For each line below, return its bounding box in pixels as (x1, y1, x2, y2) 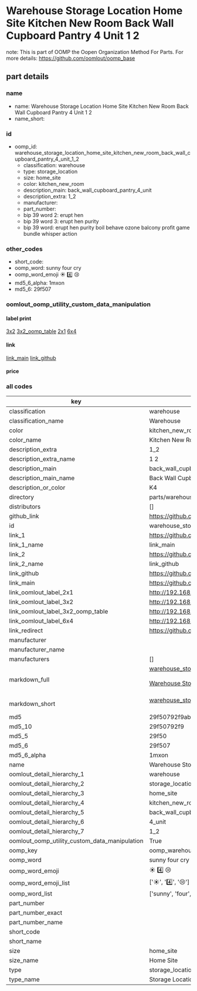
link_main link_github (6, 354, 57, 361)
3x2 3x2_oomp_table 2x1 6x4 (6, 328, 77, 335)
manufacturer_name (9, 646, 65, 654)
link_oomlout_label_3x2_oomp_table (9, 608, 108, 616)
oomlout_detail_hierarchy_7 (9, 827, 84, 836)
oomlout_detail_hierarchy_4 (9, 799, 84, 807)
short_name (9, 937, 42, 945)
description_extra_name (9, 455, 75, 463)
